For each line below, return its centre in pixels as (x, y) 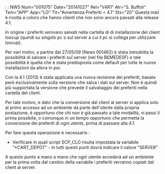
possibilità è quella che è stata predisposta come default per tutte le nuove (81, 62)
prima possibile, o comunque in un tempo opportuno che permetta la (75, 118)
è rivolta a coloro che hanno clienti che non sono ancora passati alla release (82, 17)
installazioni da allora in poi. (33, 68)
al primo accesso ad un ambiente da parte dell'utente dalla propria (72, 108)
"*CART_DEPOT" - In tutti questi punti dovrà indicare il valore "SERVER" (85, 147)
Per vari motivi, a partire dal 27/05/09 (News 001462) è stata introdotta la (79, 52)
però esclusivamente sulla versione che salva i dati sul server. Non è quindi (81, 82)
